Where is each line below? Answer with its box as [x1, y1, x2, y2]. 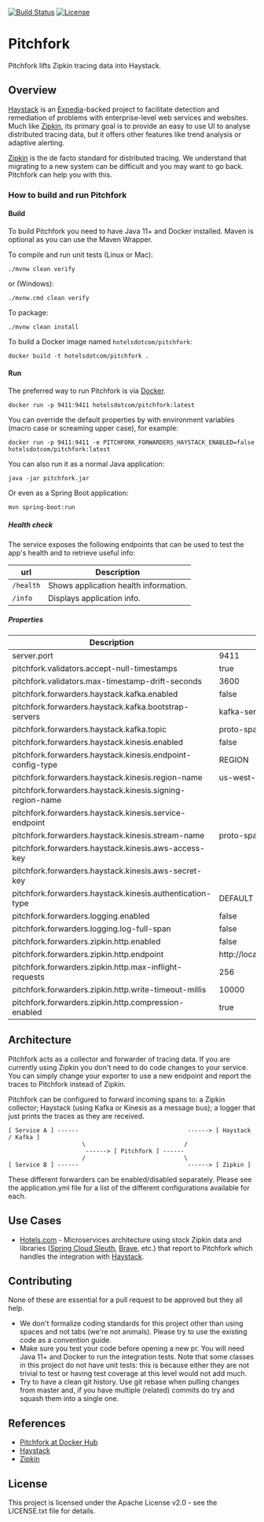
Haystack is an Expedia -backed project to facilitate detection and [8, 105, 220, 114]
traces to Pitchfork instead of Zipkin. [8, 1079, 126, 1088]
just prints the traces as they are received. [8, 1111, 145, 1120]
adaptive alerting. [8, 138, 65, 147]
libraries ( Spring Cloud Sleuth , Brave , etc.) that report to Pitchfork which [19, 1243, 253, 1252]
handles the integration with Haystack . [19, 1252, 145, 1261]
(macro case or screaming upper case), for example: [8, 424, 179, 433]
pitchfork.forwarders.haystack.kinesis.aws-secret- [12, 865, 202, 876]
